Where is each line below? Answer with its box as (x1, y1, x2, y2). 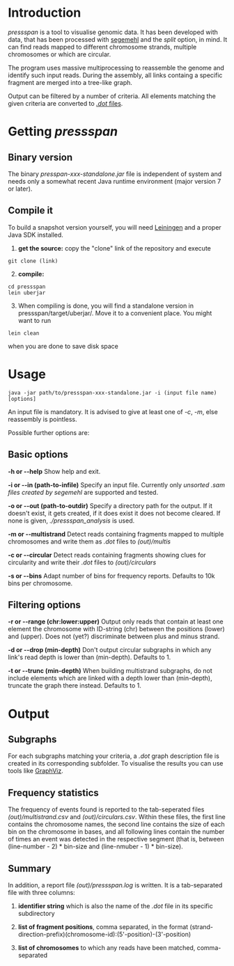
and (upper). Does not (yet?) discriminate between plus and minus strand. (8, 632, 220, 641)
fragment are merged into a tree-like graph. (8, 78, 133, 86)
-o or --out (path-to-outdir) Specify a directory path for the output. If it (8, 501, 213, 509)
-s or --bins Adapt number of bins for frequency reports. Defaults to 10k (8, 571, 215, 580)
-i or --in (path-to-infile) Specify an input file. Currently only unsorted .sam (8, 480, 226, 489)
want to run (17, 316, 52, 324)
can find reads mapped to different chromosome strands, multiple (8, 42, 197, 51)
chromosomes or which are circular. (8, 50, 111, 58)
